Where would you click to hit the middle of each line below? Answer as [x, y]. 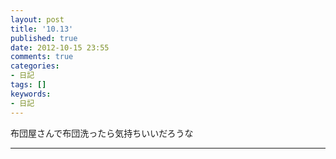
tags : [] [28, 85]
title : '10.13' [42, 29]
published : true [44, 38]
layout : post [37, 19]
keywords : [31, 94]
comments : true [42, 57]
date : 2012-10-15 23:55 [60, 47]
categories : [35, 66]
